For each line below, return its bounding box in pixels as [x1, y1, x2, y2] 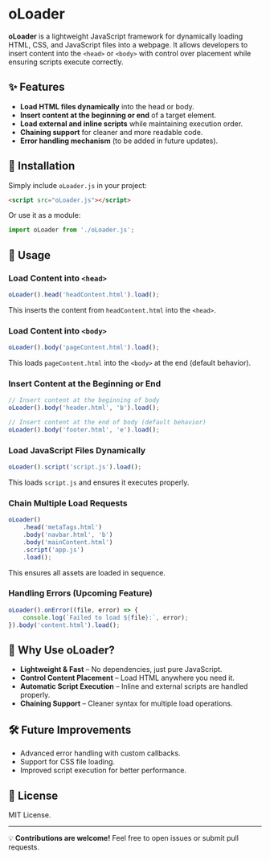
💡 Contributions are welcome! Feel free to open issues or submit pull [8, 833, 239, 842]
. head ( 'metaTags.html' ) [22, 523, 103, 531]
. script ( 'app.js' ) [22, 546, 84, 554]
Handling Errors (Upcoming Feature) [8, 588, 153, 599]
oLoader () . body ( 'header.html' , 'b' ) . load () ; [8, 403, 160, 412]
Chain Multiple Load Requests [8, 498, 129, 509]
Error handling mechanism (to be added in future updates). [19, 136, 219, 145]
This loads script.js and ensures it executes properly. [8, 477, 190, 487]
